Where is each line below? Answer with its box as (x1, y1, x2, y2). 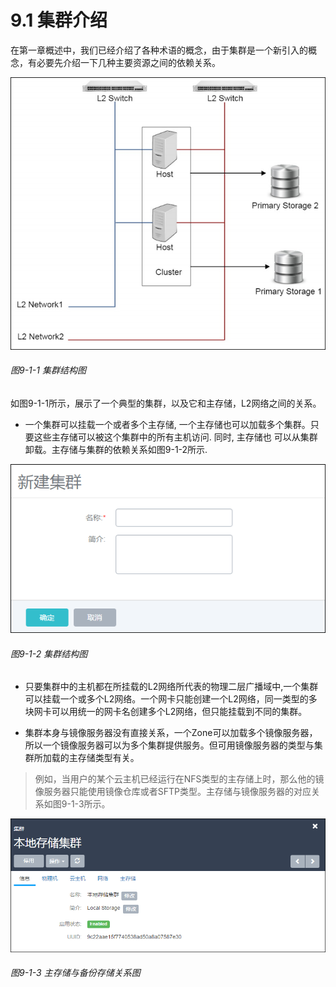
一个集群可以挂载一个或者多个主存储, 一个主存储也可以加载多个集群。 (24, 418, 311, 430)
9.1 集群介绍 (10, 9, 108, 32)
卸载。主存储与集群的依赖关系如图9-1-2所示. (24, 443, 208, 455)
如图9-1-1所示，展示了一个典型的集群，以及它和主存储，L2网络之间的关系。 (10, 397, 322, 409)
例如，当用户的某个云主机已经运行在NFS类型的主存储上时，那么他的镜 (34, 773, 325, 785)
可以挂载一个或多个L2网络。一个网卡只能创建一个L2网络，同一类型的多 (24, 693, 318, 705)
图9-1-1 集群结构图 (10, 364, 87, 376)
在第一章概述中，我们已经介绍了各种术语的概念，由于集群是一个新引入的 (10, 44, 308, 56)
